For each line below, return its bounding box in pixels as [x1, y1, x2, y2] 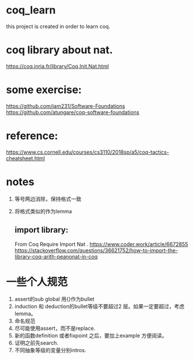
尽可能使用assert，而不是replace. [14, 325, 95, 332]
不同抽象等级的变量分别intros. [14, 347, 86, 354]
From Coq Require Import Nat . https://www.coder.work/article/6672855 [14, 240, 188, 247]
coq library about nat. [6, 43, 113, 57]
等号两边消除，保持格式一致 [14, 195, 82, 202]
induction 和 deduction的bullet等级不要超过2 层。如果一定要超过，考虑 [14, 303, 185, 310]
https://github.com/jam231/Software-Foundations [6, 102, 126, 109]
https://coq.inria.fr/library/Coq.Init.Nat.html [6, 63, 109, 70]
